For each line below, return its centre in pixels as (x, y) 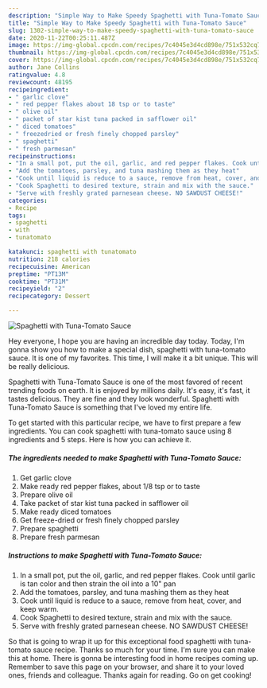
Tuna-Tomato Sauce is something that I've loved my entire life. (110, 407)
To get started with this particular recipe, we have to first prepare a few (125, 423)
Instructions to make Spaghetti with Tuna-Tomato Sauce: (105, 555)
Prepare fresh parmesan (60, 537)
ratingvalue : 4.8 (37, 75)
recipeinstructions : (43, 156)
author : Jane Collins (44, 68)
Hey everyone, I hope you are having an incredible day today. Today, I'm (126, 341)
